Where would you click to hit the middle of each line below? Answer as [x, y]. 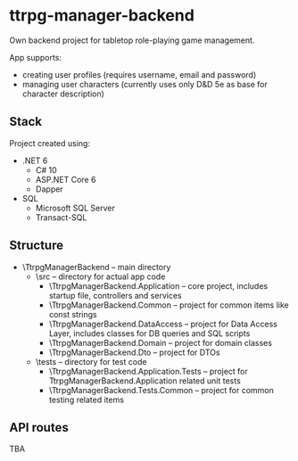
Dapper [50, 189]
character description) [63, 94]
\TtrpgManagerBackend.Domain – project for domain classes [160, 342]
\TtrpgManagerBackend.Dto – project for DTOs [134, 352]
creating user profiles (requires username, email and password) [139, 74]
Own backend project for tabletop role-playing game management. [132, 40]
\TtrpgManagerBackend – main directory [96, 267]
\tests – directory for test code [91, 361]
